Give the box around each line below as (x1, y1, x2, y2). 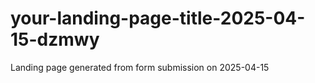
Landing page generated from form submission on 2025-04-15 (10, 61, 270, 73)
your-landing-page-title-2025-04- (10, 7, 306, 30)
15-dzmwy (10, 28, 100, 51)
